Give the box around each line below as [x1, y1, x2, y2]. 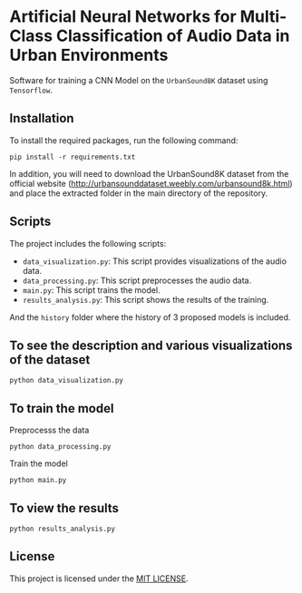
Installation [9, 111, 74, 126]
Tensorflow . [9, 84, 53, 95]
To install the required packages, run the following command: [9, 134, 239, 146]
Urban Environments [9, 45, 169, 65]
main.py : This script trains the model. [22, 284, 161, 296]
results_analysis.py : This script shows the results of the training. [22, 294, 269, 305]
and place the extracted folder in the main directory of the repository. [9, 188, 268, 199]
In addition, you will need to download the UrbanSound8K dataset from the [9, 168, 289, 179]
